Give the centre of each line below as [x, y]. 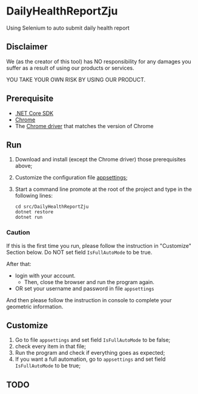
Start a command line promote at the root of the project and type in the [103, 189]
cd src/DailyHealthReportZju [52, 207]
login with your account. [45, 276]
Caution [18, 233]
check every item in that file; [51, 346]
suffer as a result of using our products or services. [70, 68]
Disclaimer [27, 47]
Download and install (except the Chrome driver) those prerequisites [100, 160]
